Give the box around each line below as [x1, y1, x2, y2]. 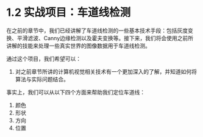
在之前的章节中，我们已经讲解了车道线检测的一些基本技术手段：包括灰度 [6, 27, 188, 34]
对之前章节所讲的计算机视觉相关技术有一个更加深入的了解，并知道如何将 [15, 68, 197, 75]
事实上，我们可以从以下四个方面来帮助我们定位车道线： [6, 88, 145, 96]
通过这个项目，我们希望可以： [6, 55, 81, 62]
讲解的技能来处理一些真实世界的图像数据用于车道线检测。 [6, 42, 151, 49]
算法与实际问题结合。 [15, 76, 69, 83]
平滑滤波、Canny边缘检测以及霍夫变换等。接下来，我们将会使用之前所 [16, 34, 194, 41]
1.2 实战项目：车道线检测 [6, 5, 131, 19]
